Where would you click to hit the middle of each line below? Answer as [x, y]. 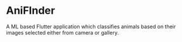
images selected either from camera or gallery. [62, 32]
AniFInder [31, 11]
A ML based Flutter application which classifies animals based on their [91, 26]
